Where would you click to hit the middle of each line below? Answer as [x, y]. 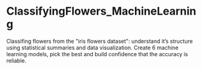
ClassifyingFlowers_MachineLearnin [101, 11]
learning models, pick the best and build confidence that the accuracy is [97, 54]
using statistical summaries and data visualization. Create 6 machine [92, 48]
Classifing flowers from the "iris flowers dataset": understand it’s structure [100, 41]
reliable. [16, 60]
